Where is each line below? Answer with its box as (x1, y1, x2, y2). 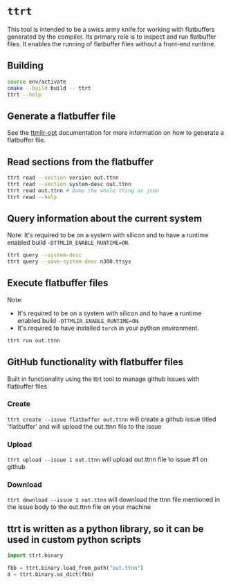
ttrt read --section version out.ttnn (7, 174, 119, 181)
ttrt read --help (7, 194, 57, 201)
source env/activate (7, 78, 67, 85)
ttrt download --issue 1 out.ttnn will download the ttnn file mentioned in (7, 496, 220, 504)
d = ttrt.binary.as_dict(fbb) (7, 571, 95, 578)
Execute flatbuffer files (7, 277, 109, 289)
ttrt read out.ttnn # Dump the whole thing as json (7, 187, 159, 194)
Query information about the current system (7, 212, 203, 224)
